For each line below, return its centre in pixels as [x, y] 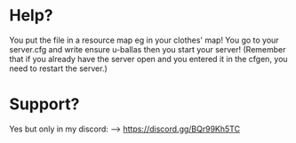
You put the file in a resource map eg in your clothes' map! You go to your [144, 40]
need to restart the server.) [59, 68]
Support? [44, 104]
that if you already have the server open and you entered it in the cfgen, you [148, 59]
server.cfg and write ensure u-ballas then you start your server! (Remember [148, 49]
